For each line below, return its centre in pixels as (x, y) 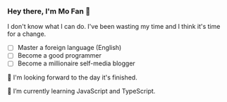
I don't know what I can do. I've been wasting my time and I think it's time (114, 27)
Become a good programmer (60, 56)
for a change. (27, 34)
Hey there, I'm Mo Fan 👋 (49, 11)
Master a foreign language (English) (69, 48)
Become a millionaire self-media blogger (76, 63)
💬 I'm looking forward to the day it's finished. (72, 77)
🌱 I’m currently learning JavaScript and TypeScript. (81, 91)
